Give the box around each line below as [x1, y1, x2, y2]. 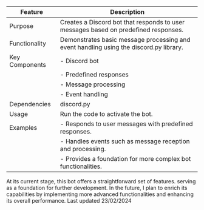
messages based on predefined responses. [59, 25, 184, 34]
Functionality [9, 39, 47, 47]
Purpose [9, 22, 34, 30]
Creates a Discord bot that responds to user [59, 18, 185, 26]
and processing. [59, 145, 106, 153]
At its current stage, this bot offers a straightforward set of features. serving [6, 178, 196, 185]
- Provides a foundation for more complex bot [59, 155, 191, 163]
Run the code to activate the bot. [59, 110, 153, 118]
